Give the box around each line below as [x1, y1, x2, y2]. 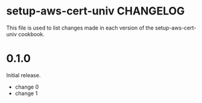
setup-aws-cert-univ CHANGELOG [6, 4, 185, 18]
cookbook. [17, 30, 45, 37]
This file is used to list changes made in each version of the [6, 24, 154, 31]
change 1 [14, 89, 38, 97]
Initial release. [6, 71, 41, 79]
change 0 [14, 83, 39, 90]
